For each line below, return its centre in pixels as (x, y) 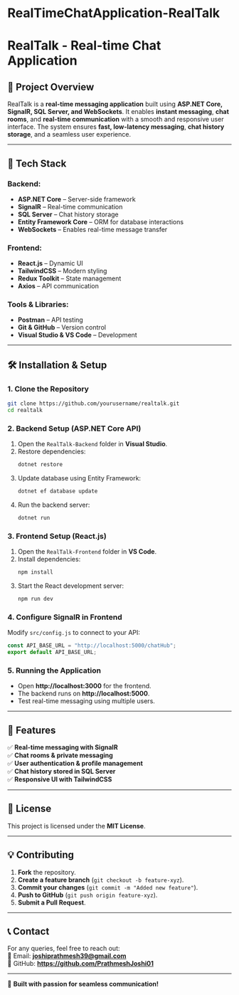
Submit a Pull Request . (52, 902)
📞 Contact (28, 931)
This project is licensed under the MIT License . (76, 826)
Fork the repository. (47, 872)
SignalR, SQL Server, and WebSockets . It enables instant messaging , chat (118, 112)
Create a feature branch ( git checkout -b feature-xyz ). (101, 880)
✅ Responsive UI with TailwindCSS (60, 779)
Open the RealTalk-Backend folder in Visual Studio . (92, 444)
